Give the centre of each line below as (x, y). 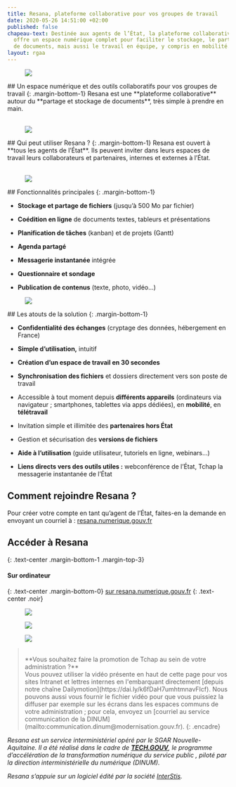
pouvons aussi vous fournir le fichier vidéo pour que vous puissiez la (124, 696)
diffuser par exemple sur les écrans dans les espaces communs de (122, 704)
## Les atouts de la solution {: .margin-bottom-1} (78, 314)
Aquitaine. (22, 747)
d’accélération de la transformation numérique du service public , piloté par (117, 755)
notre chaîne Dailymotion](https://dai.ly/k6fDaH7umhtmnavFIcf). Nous (126, 689)
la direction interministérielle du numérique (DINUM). (84, 762)
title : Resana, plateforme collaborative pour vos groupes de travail (113, 14)
